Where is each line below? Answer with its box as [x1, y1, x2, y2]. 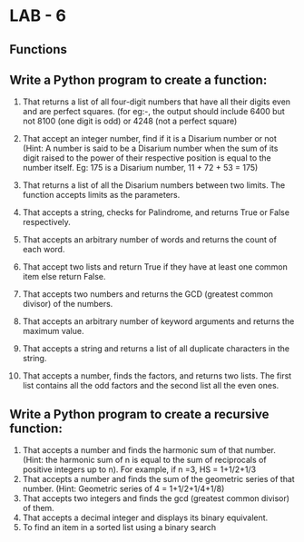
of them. [22, 503, 54, 514]
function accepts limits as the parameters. [22, 190, 181, 201]
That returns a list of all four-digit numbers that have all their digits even [22, 96, 291, 107]
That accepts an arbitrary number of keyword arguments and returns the [22, 316, 295, 327]
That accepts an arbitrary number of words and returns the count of [22, 234, 277, 245]
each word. [22, 244, 65, 255]
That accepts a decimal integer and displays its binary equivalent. [22, 512, 269, 523]
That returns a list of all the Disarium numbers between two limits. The [22, 180, 286, 191]
